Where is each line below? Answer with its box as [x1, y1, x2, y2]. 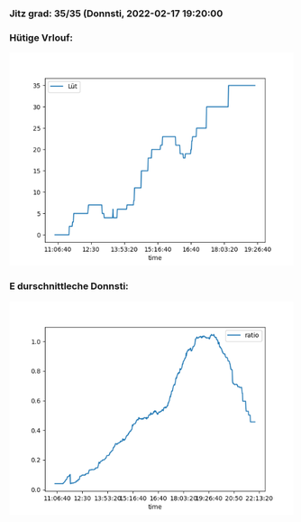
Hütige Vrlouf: [9, 31, 74, 43]
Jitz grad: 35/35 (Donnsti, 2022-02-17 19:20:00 [9, 7, 223, 20]
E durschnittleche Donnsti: [9, 280, 129, 293]
